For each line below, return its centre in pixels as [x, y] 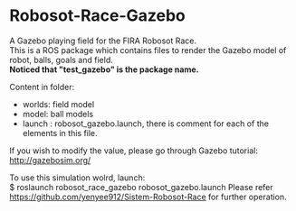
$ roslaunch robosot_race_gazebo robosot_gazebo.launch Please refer [141, 187]
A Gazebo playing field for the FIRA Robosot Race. [103, 41]
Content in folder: [42, 87]
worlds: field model [58, 104]
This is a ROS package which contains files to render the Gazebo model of [148, 50]
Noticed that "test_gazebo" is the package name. [104, 69]
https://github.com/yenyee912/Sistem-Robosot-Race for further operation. [148, 197]
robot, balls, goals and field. [61, 60]
